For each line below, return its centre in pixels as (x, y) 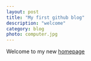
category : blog (25, 29)
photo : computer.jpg (32, 34)
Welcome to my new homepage (46, 51)
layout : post (23, 12)
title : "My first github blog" (45, 18)
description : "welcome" (36, 23)
